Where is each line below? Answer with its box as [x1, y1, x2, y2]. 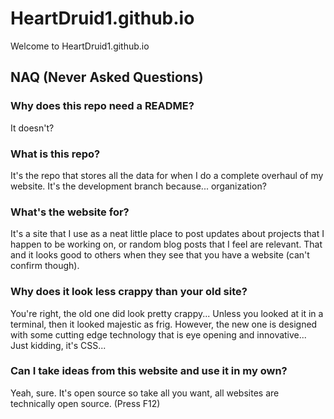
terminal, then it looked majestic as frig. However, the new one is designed [10, 318, 318, 330]
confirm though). [10, 260, 80, 272]
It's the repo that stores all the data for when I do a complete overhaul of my [10, 169, 324, 181]
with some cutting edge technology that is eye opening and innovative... [10, 328, 307, 341]
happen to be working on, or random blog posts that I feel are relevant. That [10, 238, 323, 251]
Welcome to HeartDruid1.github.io [10, 40, 150, 52]
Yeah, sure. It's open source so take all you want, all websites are [10, 387, 280, 399]
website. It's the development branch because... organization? [10, 180, 267, 192]
